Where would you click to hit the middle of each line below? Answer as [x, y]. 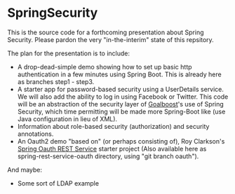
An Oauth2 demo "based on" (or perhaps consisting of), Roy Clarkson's [121, 141]
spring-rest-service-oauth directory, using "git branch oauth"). [108, 156]
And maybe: [25, 169]
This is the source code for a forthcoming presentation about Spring [106, 32]
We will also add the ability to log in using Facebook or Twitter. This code [123, 97]
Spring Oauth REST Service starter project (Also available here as [112, 148]
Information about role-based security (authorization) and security [113, 126]
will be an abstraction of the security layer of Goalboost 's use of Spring [121, 104]
